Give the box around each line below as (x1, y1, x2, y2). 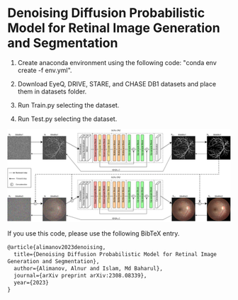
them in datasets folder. (17, 87, 87, 96)
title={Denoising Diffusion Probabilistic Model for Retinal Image (13, 250, 217, 258)
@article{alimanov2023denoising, (7, 243, 106, 250)
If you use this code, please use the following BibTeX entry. (7, 229, 180, 238)
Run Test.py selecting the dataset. (17, 115, 118, 123)
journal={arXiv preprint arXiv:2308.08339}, (13, 272, 147, 279)
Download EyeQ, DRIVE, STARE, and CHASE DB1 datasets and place (17, 79, 217, 88)
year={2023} (13, 279, 50, 286)
